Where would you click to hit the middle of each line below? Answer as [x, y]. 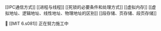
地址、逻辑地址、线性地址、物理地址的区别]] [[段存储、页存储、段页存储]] [83, 13]
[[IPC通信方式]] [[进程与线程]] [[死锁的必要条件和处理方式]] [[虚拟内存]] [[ [79, 7]
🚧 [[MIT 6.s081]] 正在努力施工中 [37, 23]
